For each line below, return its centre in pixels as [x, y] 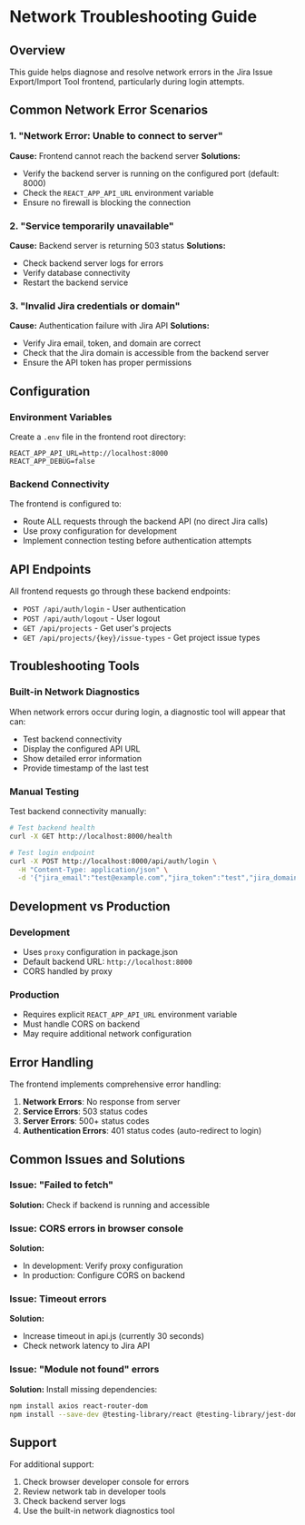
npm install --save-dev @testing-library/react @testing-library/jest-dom [154, 1414]
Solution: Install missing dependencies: [84, 1389]
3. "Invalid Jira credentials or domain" [95, 306]
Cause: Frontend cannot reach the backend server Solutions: [125, 155]
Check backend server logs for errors [93, 263]
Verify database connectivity [76, 272]
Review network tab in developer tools [94, 1491]
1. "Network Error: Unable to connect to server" [116, 136]
